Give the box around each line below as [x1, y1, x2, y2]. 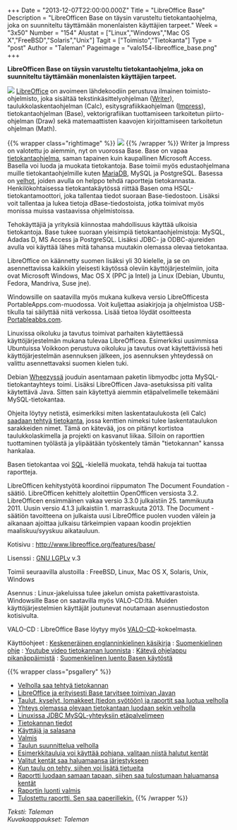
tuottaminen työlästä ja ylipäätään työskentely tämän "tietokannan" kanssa [7, 439, 224, 448]
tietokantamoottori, [7, 192, 63, 200]
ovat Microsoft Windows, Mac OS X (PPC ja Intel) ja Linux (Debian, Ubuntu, [7, 271, 226, 280]
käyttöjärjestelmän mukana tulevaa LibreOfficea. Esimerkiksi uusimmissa [7, 337, 219, 345]
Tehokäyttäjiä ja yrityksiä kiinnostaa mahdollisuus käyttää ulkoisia [7, 221, 197, 228]
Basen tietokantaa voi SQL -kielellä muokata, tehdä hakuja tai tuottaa [7, 460, 207, 469]
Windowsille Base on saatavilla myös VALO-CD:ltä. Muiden [7, 597, 178, 604]
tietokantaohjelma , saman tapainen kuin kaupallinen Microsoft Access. [7, 154, 212, 162]
